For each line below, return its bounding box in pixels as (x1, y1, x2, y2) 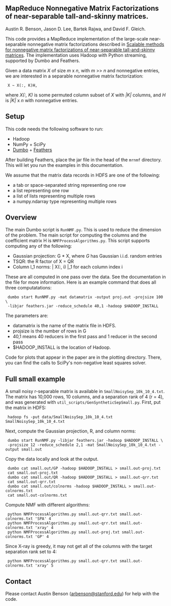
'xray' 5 (35, 563, 54, 569)
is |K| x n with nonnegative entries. (5, 97, 78, 103)
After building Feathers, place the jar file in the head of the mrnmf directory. (5, 157, 162, 163)
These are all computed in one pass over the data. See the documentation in (5, 274, 166, 280)
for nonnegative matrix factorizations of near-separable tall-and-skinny (5, 46, 155, 53)
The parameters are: (5, 312, 48, 319)
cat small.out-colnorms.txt (7, 493, 67, 498)
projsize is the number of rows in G (12, 328, 87, 334)
